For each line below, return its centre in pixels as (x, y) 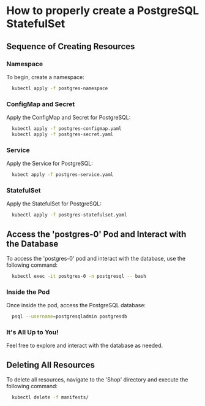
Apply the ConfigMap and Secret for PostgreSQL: (69, 118)
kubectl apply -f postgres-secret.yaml (63, 134)
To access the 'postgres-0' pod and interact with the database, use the (96, 258)
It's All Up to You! (33, 332)
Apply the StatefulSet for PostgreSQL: (54, 204)
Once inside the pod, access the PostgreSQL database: (76, 305)
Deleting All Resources (51, 365)
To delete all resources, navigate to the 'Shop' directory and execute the (97, 380)
